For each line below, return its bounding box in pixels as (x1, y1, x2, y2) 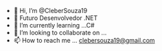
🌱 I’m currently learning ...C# (13, 21, 95, 29)
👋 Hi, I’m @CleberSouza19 (13, 7, 88, 14)
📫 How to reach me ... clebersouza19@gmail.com (13, 37, 156, 44)
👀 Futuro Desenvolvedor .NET (13, 14, 98, 22)
